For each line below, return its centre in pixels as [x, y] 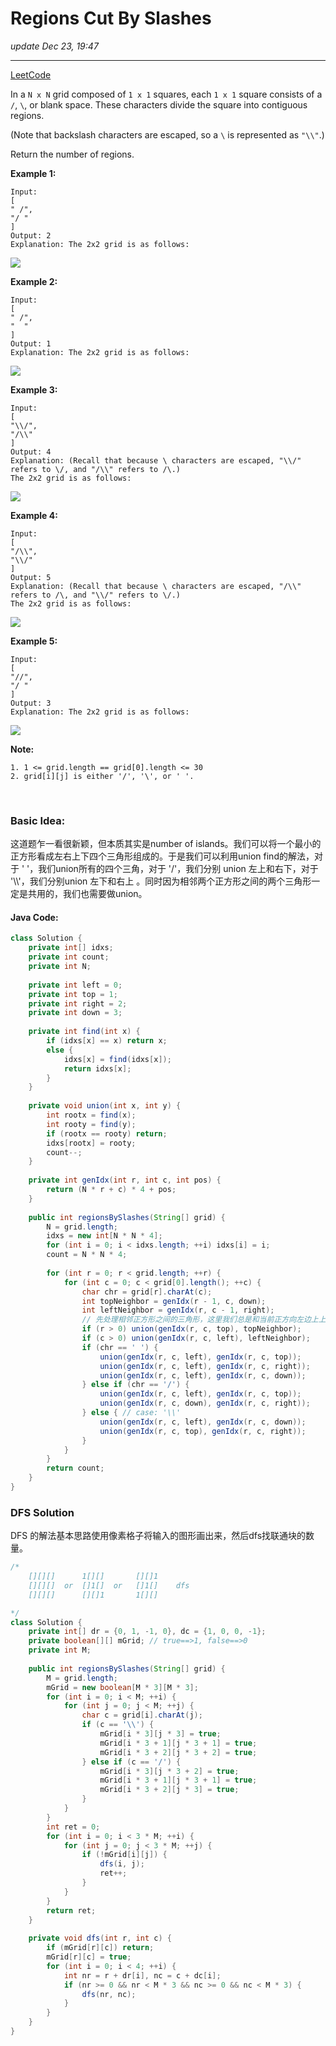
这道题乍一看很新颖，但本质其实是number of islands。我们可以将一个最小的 [166, 844]
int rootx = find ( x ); [91, 1115]
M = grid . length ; [82, 1678]
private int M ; [60, 1650]
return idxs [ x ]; [97, 1068]
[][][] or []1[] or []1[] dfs [109, 1585]
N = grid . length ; [82, 1227]
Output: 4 [31, 452]
